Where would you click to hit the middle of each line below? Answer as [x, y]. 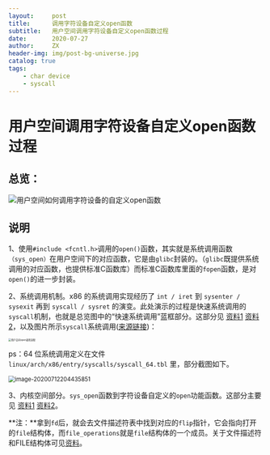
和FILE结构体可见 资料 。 [48, 443]
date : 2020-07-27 [49, 38]
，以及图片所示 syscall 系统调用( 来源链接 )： [84, 327]
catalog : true [32, 62]
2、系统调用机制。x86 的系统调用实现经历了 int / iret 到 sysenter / [124, 296]
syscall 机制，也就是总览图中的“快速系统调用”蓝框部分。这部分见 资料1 [126, 317]
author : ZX [34, 46]
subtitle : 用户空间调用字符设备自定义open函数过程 [89, 31]
